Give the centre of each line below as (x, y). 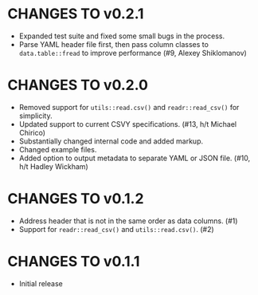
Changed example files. (58, 149)
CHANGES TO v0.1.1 (74, 262)
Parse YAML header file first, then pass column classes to (113, 44)
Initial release (41, 283)
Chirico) (32, 132)
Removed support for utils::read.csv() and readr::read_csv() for (129, 107)
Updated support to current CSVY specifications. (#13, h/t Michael (128, 124)
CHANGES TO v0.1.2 (76, 199)
